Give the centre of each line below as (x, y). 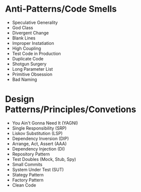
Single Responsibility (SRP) (39, 128)
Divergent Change (30, 33)
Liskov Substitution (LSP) (37, 133)
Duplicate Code (28, 58)
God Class (22, 27)
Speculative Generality (35, 22)
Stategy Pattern (28, 174)
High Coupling (27, 48)
